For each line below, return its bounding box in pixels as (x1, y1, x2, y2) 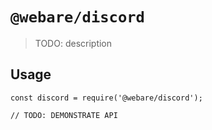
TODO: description (34, 37, 113, 49)
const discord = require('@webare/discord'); (10, 93, 203, 103)
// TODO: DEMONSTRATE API (10, 110, 118, 120)
